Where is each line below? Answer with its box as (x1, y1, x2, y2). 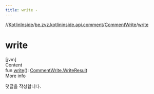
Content (5, 62, 23, 68)
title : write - (5, 7, 38, 13)
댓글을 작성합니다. (5, 83, 42, 89)
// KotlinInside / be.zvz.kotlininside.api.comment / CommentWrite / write (5, 21, 149, 28)
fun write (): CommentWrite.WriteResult (5, 67, 88, 73)
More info (5, 73, 26, 79)
